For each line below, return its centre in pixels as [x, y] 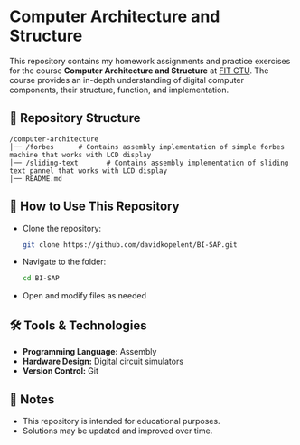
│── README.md [36, 178]
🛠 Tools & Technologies [78, 325]
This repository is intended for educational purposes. [121, 421]
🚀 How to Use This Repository [94, 207]
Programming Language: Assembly [89, 352]
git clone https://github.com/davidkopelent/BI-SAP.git [130, 245]
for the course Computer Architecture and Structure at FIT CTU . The [139, 71]
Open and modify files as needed [84, 296]
